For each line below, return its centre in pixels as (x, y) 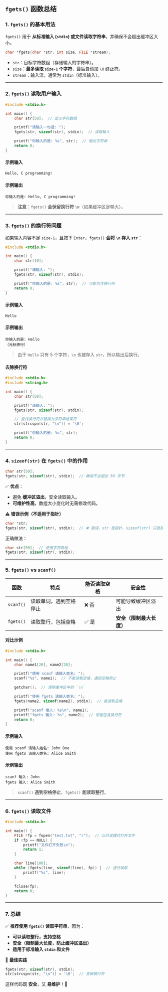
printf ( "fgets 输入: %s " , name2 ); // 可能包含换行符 (68, 715)
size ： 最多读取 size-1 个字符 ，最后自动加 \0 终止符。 (68, 69)
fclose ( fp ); (26, 886)
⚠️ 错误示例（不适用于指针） (34, 514)
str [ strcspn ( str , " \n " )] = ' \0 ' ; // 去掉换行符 (55, 974)
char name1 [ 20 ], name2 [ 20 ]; (43, 665)
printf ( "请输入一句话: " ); (40, 127)
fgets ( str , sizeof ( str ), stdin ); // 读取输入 (62, 132)
